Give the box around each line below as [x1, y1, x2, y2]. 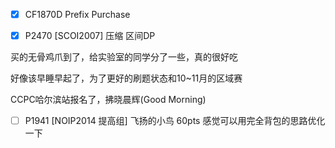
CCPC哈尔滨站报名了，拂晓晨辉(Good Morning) [10, 94, 207, 106]
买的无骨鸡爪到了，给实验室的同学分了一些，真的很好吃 [10, 51, 238, 63]
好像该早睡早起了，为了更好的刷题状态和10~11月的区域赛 [10, 72, 243, 84]
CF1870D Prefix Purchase [24, 9, 131, 20]
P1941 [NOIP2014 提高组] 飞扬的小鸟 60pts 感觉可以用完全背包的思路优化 [24, 115, 326, 127]
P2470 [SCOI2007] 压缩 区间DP [24, 30, 156, 42]
